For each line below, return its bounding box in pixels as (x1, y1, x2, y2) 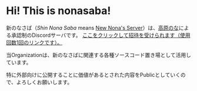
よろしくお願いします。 (16, 78, 73, 86)
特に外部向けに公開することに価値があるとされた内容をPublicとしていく (6, 71, 181, 78)
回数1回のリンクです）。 (6, 39, 63, 46)
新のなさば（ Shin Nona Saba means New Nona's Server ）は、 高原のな (6, 24, 179, 31)
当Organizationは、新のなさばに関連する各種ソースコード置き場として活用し (6, 51, 191, 58)
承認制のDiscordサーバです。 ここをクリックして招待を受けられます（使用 (11, 31, 191, 39)
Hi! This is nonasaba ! (6, 4, 111, 18)
